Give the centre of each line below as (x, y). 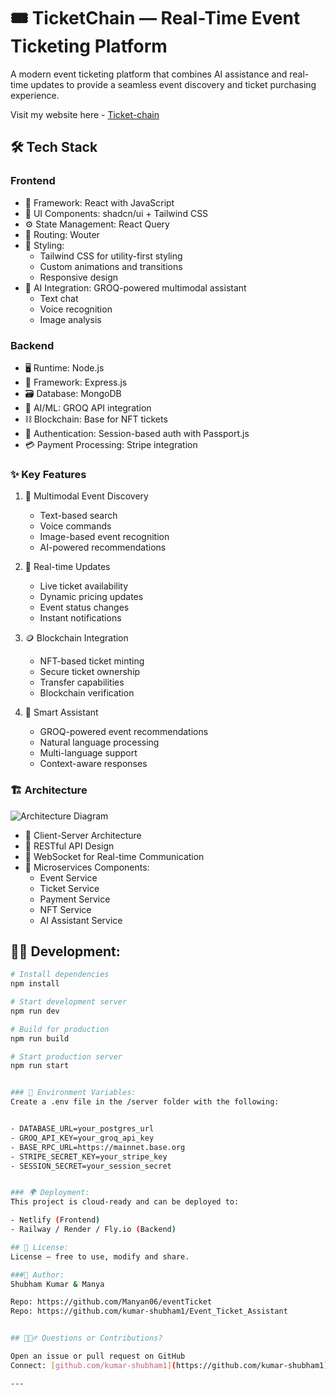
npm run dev (35, 1011)
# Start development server (69, 1002)
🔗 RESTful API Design (69, 846)
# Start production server (66, 1056)
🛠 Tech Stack (54, 147)
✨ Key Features (48, 474)
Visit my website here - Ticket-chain (85, 114)
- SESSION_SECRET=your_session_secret (91, 1166)
